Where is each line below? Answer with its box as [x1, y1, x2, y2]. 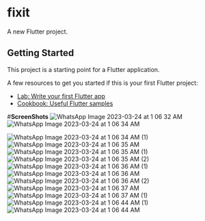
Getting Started [7, 47, 74, 59]
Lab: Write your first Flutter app [16, 92, 106, 100]
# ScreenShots [7, 112, 49, 120]
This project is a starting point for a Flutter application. [7, 65, 160, 73]
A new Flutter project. [7, 27, 68, 36]
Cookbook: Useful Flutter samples [16, 99, 113, 107]
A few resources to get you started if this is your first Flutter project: [7, 79, 198, 87]
